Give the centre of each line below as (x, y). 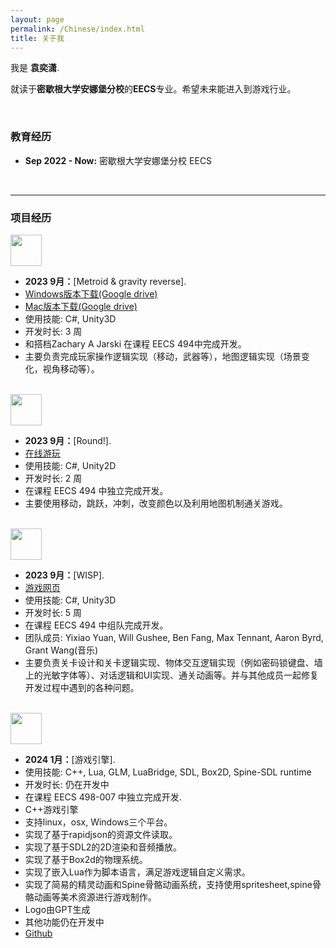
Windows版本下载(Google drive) (91, 293)
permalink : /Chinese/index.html (77, 29)
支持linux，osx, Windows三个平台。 (98, 822)
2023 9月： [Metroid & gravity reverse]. (105, 281)
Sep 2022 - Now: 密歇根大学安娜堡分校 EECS (118, 160)
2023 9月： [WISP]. (64, 575)
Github (38, 933)
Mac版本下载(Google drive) (81, 306)
